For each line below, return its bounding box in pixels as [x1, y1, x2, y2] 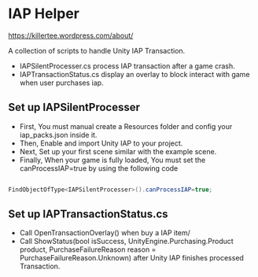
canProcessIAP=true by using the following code [19, 163, 179, 173]
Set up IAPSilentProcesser [8, 101, 140, 114]
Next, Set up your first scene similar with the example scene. [19, 146, 217, 156]
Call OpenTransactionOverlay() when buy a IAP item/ [19, 228, 191, 238]
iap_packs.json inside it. [19, 130, 98, 139]
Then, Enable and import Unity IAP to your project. [19, 138, 183, 148]
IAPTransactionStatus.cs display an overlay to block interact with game [19, 69, 250, 79]
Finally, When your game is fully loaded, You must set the [19, 155, 206, 164]
